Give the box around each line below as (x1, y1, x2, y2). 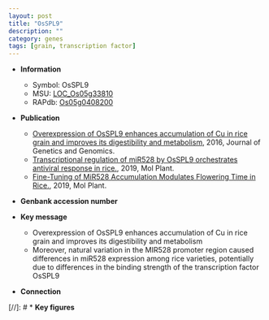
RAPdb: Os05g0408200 (32, 97, 114, 107)
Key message (20, 212, 67, 222)
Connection (20, 287, 61, 296)
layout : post (8, 11, 53, 20)
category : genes (8, 34, 63, 43)
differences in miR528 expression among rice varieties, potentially (32, 253, 254, 264)
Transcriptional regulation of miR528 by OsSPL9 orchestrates (32, 155, 238, 165)
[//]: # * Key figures (8, 302, 75, 313)
